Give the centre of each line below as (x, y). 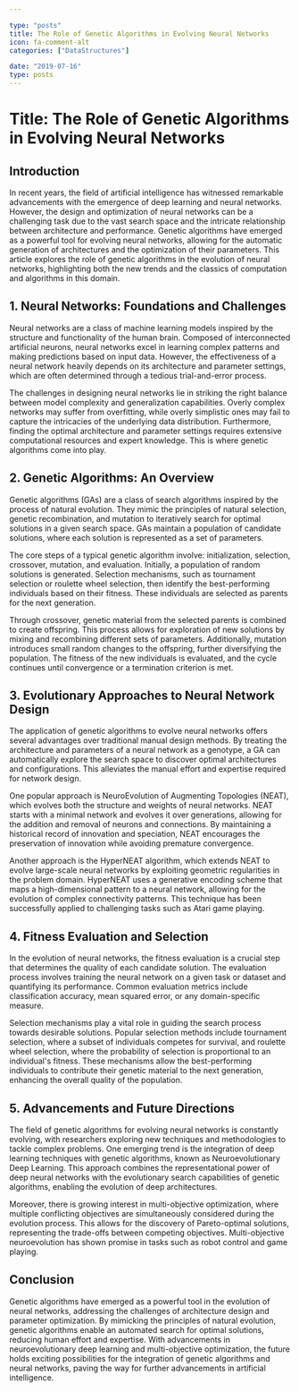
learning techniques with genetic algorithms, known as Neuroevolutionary (145, 1158)
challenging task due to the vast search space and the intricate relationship (147, 221)
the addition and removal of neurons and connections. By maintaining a (141, 824)
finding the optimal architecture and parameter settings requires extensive (146, 431)
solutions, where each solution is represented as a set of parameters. (137, 537)
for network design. (46, 779)
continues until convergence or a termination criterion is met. (121, 667)
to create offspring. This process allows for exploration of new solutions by (147, 629)
